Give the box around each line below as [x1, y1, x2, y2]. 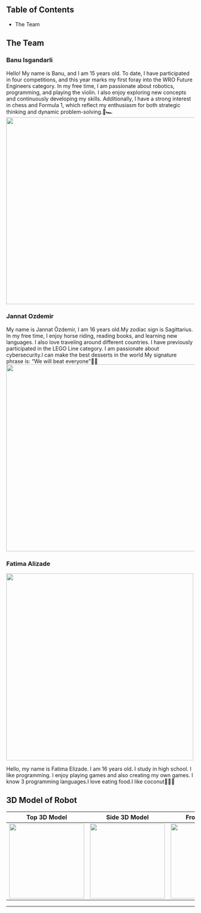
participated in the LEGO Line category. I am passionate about [6, 345, 160, 352]
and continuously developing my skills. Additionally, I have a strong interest [6, 95, 191, 102]
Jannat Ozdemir [6, 312, 54, 321]
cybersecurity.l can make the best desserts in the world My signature [6, 351, 177, 358]
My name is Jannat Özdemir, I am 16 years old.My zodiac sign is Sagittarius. [6, 325, 193, 333]
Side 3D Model [106, 813, 149, 821]
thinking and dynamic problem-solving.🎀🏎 [6, 108, 113, 115]
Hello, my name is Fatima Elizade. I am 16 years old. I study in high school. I [6, 765, 191, 772]
